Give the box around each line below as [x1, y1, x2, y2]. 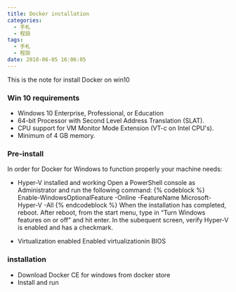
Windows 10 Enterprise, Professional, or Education [17, 109, 164, 118]
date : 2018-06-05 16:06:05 [7, 56, 86, 63]
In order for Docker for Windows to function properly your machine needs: [7, 165, 223, 173]
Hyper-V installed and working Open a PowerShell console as [17, 179, 195, 187]
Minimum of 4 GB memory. [17, 132, 96, 140]
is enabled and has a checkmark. [17, 223, 114, 232]
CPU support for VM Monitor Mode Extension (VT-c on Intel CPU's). [17, 124, 214, 132]
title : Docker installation [7, 10, 90, 18]
